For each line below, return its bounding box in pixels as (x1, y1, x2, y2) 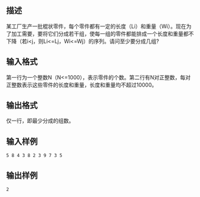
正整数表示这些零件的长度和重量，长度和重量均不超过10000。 (6, 81, 158, 88)
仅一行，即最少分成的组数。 (6, 117, 74, 124)
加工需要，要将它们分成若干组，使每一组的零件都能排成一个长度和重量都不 (11, 30, 194, 37)
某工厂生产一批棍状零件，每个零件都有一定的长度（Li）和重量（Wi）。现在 (6, 23, 186, 30)
